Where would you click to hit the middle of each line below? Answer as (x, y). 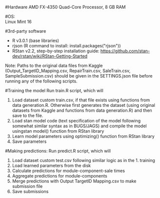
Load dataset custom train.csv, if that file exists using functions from (81, 100)
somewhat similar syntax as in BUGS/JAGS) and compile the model (80, 126)
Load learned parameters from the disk (51, 166)
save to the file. (28, 116)
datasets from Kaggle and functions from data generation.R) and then (82, 110)
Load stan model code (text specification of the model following (76, 121)
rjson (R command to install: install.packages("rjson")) (66, 46)
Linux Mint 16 (18, 22)
